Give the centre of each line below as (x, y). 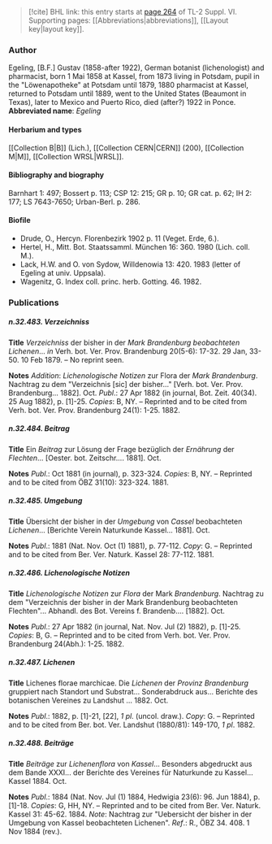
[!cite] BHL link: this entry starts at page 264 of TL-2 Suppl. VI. (132, 12)
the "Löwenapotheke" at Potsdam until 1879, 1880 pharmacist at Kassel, (129, 85)
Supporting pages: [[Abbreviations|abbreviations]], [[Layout (128, 20)
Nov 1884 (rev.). (35, 831)
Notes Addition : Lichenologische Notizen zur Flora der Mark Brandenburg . (133, 375)
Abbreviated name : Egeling (55, 111)
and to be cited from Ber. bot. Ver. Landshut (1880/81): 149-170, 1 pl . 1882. (132, 724)
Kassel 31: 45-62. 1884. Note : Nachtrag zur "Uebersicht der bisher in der (130, 814)
